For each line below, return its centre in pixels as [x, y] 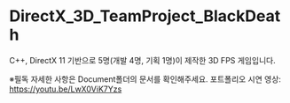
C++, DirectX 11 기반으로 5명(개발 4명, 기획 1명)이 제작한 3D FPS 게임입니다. [143, 60]
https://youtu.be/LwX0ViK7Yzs [66, 89]
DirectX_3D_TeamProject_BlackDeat [145, 16]
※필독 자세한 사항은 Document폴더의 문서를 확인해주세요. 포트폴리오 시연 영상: [145, 79]
